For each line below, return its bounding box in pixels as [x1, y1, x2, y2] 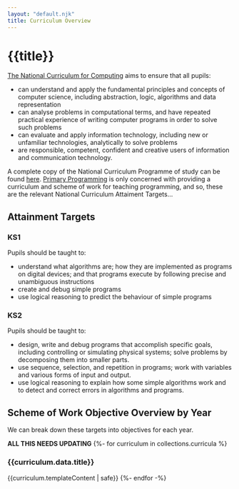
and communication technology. [17, 153, 113, 162]
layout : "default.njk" [7, 10, 75, 18]
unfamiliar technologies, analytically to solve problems [17, 138, 178, 147]
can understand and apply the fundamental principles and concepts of [17, 85, 225, 94]
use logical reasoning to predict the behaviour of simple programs [17, 293, 212, 301]
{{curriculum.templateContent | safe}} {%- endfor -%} [7, 473, 167, 482]
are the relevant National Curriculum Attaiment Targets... [7, 190, 173, 198]
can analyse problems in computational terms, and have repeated [17, 108, 211, 116]
